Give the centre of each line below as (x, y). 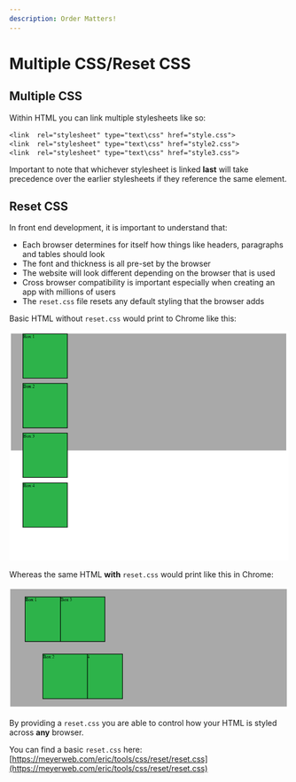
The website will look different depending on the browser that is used (148, 273)
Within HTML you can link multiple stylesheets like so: (108, 117)
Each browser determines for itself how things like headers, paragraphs (152, 245)
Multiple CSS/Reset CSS (100, 63)
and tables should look (63, 254)
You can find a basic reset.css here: (76, 749)
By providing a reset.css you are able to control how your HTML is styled (143, 723)
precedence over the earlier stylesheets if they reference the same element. (148, 178)
